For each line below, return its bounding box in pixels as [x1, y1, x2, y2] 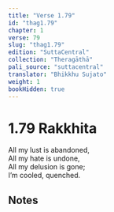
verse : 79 [8, 33, 41, 42]
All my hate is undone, [8, 153, 80, 163]
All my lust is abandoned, [8, 146, 90, 155]
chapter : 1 [8, 26, 44, 34]
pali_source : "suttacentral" [8, 63, 104, 71]
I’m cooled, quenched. [8, 171, 81, 180]
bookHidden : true [8, 85, 65, 93]
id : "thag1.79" [8, 19, 58, 27]
